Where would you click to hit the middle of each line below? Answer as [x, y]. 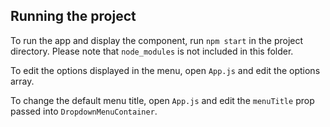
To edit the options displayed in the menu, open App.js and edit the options [165, 70]
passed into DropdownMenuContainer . [84, 111]
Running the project [73, 16]
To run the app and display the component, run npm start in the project [157, 40]
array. [22, 81]
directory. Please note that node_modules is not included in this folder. [152, 51]
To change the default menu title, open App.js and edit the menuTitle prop [162, 100]
